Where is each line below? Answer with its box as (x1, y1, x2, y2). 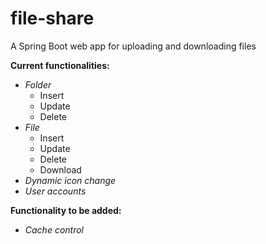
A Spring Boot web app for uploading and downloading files (10, 40, 257, 52)
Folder (24, 78, 52, 91)
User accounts (24, 185, 87, 197)
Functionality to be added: (10, 204, 122, 216)
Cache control (24, 223, 85, 236)
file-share (10, 7, 95, 30)
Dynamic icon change (24, 174, 117, 186)
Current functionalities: (10, 59, 110, 71)
